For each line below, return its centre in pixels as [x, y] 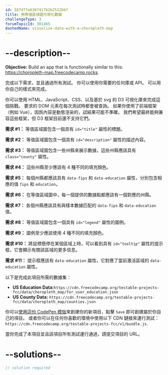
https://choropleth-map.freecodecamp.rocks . [52, 73]
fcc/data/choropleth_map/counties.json [54, 302]
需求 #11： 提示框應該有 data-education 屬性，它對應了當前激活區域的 [77, 260]
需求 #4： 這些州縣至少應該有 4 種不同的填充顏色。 [58, 167]
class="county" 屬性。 [28, 157]
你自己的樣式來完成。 [27, 89]
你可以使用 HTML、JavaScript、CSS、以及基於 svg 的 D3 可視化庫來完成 [81, 100]
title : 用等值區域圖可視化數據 [34, 15]
